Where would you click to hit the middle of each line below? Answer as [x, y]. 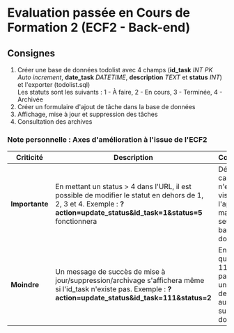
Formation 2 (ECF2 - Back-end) [99, 27]
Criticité [30, 158]
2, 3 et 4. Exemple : [87, 204]
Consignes [31, 53]
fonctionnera [76, 222]
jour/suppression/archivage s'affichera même [130, 281]
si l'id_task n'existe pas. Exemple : [110, 289]
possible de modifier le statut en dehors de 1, [130, 195]
